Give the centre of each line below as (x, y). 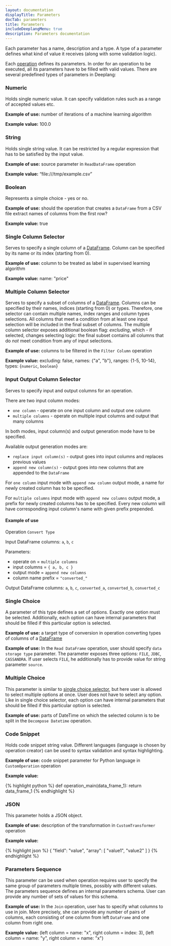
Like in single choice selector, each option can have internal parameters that (85, 700)
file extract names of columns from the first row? (56, 213)
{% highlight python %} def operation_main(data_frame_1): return (73, 785)
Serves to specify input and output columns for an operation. (69, 390)
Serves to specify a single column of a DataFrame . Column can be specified (85, 248)
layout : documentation (29, 10)
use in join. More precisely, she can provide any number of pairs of (76, 912)
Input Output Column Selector (43, 379)
